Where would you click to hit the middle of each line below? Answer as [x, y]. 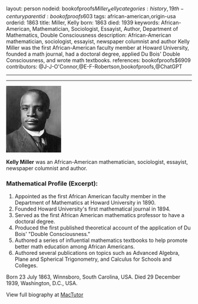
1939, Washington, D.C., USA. [42, 283]
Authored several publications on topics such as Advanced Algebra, [97, 253]
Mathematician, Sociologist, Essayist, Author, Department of [105, 28]
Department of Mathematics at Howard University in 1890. [85, 203]
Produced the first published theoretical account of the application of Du [103, 228]
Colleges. [26, 266]
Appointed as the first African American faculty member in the [90, 196]
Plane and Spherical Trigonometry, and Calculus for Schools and [93, 259]
